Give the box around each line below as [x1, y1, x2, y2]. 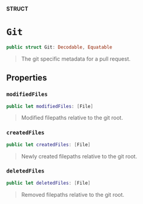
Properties [6, 73, 47, 83]
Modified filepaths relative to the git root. [21, 114, 123, 121]
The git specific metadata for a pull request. [21, 55, 131, 63]
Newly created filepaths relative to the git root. [21, 152, 138, 160]
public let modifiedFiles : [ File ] [6, 103, 94, 109]
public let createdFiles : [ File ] [6, 141, 91, 148]
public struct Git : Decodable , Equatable [6, 44, 113, 50]
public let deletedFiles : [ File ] [6, 180, 91, 186]
